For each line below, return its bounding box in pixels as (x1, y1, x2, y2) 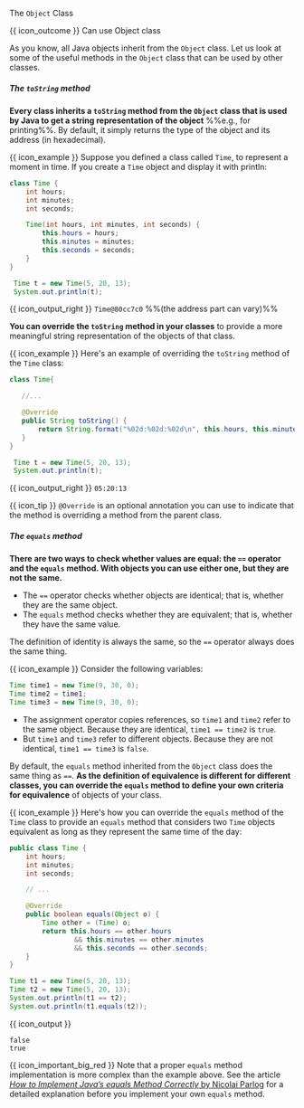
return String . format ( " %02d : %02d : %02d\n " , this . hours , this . (37, 424, 273, 433)
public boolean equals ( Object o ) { (25, 910, 160, 919)
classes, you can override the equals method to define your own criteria (9, 780, 284, 791)
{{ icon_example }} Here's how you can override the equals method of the (9, 807, 284, 818)
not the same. (9, 573, 63, 583)
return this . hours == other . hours (42, 926, 172, 935)
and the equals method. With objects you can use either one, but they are (9, 563, 290, 573)
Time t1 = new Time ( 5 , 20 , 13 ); (9, 977, 131, 986)
